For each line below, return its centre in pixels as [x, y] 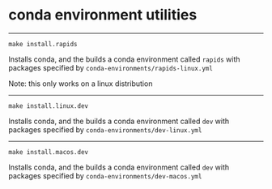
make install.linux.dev [49, 106]
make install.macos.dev [49, 152]
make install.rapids [43, 44]
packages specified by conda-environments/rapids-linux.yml [110, 67]
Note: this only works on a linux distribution [81, 84]
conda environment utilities [103, 15]
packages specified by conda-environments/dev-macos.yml [105, 175]
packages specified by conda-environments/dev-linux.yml [105, 129]
